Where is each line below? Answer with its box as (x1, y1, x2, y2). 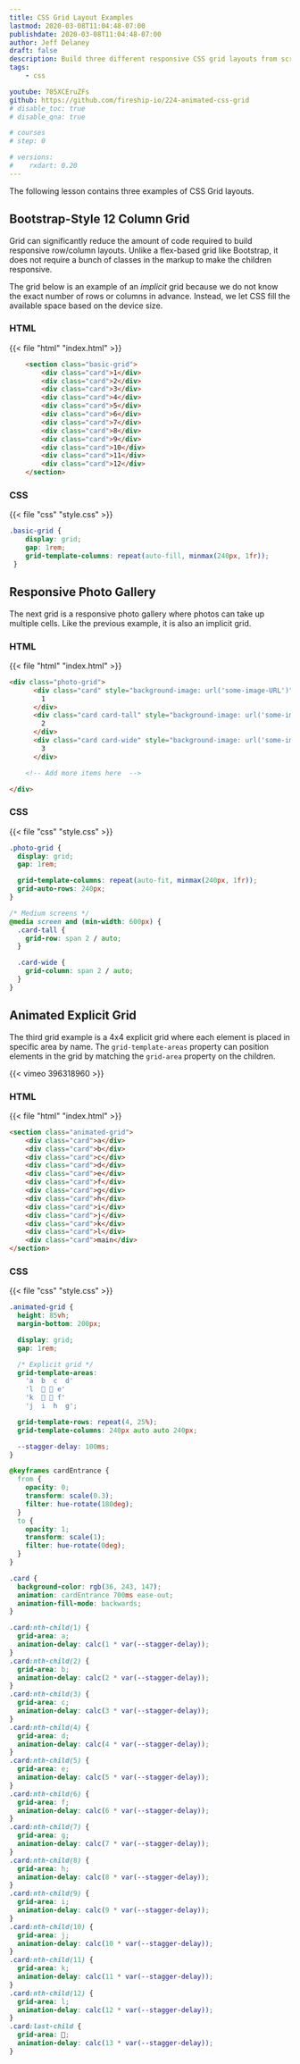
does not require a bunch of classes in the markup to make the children (9, 254, 272, 264)
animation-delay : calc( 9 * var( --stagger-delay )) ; (17, 1906, 210, 1915)
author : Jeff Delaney (9, 38, 90, 47)
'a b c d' (25, 1377, 74, 1386)
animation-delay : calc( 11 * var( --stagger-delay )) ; (17, 1972, 214, 1982)
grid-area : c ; (17, 1699, 70, 1707)
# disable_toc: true (9, 104, 87, 113)
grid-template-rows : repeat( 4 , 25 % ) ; (17, 1417, 158, 1426)
